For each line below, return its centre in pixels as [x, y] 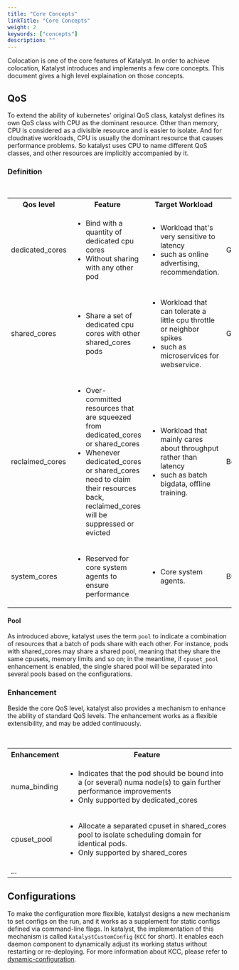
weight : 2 [22, 27]
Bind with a [104, 223]
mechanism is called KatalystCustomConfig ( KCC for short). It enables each [116, 936]
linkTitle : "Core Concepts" [49, 21]
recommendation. [190, 273]
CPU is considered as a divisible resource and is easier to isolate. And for [115, 130]
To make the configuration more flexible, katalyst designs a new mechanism [119, 913]
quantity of [104, 232]
